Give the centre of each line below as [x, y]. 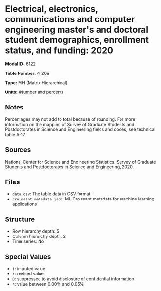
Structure [20, 219]
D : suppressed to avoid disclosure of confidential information [73, 279]
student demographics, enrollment [77, 40]
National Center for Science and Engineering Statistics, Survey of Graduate [80, 162]
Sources [18, 150]
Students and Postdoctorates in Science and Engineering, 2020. [70, 167]
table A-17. [16, 134]
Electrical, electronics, [52, 9]
